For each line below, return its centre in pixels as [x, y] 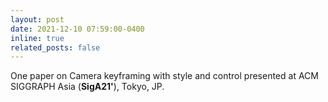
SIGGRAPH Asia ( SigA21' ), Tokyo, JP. [87, 87]
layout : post [37, 19]
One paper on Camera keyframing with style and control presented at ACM [164, 76]
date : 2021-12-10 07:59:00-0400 [77, 29]
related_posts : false [55, 47]
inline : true [37, 38]
